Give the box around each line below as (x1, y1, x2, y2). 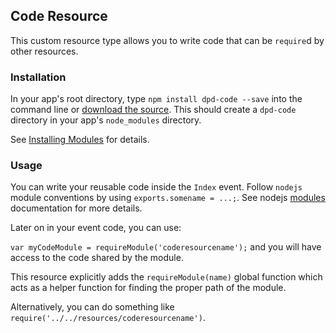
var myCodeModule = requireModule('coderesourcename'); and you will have (10, 241, 322, 253)
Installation (10, 70, 67, 84)
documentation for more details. (10, 202, 143, 214)
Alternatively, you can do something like (10, 301, 175, 313)
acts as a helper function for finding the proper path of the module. (10, 282, 287, 294)
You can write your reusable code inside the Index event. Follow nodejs (10, 181, 303, 193)
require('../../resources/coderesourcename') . (10, 312, 206, 324)
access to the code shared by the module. (10, 252, 184, 264)
